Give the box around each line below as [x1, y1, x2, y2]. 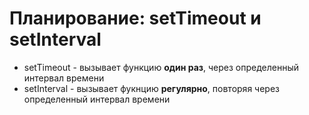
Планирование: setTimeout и [9, 7, 262, 30]
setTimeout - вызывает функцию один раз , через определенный [23, 61, 300, 73]
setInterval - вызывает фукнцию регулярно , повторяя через [23, 82, 280, 94]
